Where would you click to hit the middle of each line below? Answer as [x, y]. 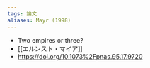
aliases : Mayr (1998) [39, 20]
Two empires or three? [50, 40]
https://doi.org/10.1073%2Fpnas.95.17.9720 [80, 56]
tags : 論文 [22, 14]
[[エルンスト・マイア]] [50, 48]
